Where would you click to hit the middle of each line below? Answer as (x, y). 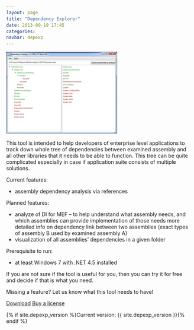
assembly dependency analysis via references (71, 191)
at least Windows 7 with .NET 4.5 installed (66, 263)
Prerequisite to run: (30, 251)
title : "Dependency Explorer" (43, 19)
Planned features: (28, 203)
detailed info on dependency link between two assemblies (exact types (101, 227)
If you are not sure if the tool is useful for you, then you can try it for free (94, 274)
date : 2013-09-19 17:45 (35, 25)
